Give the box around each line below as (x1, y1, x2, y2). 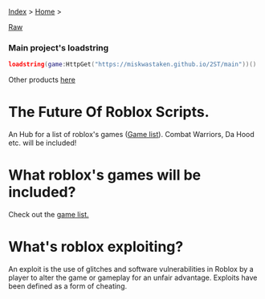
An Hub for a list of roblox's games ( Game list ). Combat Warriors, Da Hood (8, 130, 255, 139)
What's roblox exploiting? (8, 238, 184, 256)
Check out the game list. (8, 210, 90, 220)
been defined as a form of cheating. (8, 281, 128, 291)
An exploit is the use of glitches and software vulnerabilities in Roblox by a (8, 264, 255, 273)
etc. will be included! (8, 138, 77, 147)
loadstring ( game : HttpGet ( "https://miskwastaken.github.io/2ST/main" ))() (8, 60, 257, 69)
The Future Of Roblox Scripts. (8, 103, 210, 121)
